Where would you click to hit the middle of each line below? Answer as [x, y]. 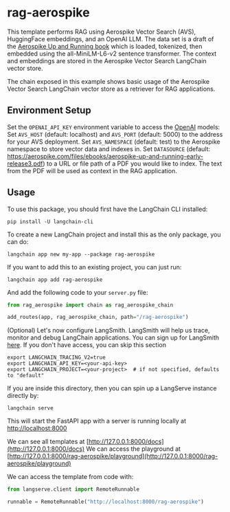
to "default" [26, 376]
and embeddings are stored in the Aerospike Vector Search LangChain [107, 60]
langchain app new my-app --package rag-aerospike [81, 254]
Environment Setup [49, 110]
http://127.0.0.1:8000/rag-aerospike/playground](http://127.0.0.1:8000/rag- [114, 456]
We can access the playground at [133, 449]
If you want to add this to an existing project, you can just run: [94, 267]
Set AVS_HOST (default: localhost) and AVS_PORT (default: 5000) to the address [115, 134]
